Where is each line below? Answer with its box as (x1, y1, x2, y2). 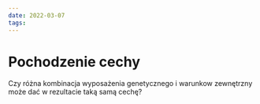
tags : (8, 19, 26, 27)
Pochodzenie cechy (8, 53, 140, 71)
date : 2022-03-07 (8, 11, 65, 20)
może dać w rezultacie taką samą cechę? (8, 87, 143, 97)
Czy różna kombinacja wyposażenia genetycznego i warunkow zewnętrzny (8, 79, 253, 88)
